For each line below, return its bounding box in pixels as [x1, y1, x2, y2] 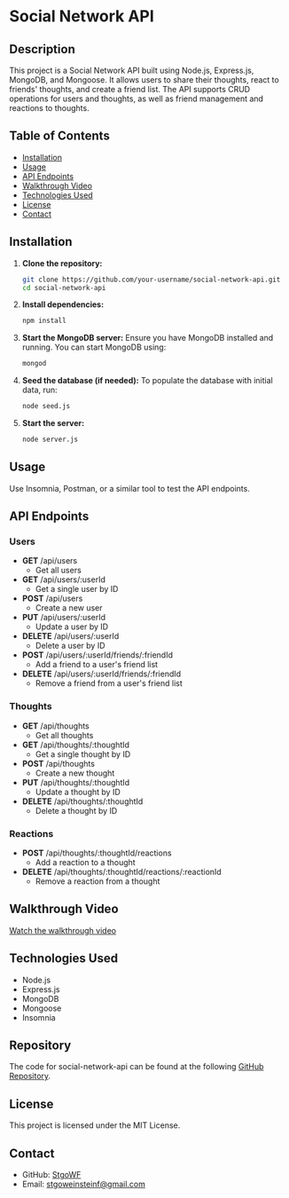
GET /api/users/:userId [21, 574, 106, 585]
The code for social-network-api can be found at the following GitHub [9, 1061, 264, 1072]
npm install [21, 317, 66, 326]
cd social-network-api [21, 283, 106, 292]
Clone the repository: [21, 257, 103, 268]
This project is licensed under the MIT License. [9, 1120, 181, 1131]
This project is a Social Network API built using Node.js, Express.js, [9, 65, 254, 75]
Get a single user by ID [35, 584, 119, 595]
